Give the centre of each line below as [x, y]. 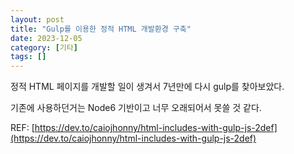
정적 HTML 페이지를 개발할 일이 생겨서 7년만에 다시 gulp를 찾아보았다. [147, 87]
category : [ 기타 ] [44, 47]
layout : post [37, 19]
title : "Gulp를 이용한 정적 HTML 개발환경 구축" [101, 29]
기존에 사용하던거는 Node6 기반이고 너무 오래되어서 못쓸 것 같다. [136, 108]
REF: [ [22, 128]
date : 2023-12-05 [46, 38]
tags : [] [28, 57]
